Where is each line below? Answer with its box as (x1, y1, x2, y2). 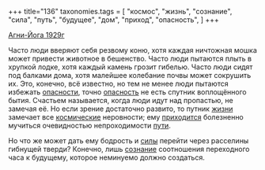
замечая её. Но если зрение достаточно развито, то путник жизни (8, 104, 233, 113)
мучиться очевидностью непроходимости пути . (8, 121, 172, 130)
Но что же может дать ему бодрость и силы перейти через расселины (8, 136, 249, 145)
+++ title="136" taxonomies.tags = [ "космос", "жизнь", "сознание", (8, 7, 233, 16)
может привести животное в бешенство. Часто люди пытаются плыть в (8, 54, 252, 63)
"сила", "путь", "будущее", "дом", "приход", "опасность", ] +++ (8, 15, 220, 24)
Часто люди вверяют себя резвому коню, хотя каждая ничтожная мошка (8, 46, 257, 54)
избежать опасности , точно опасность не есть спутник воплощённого (8, 87, 247, 97)
